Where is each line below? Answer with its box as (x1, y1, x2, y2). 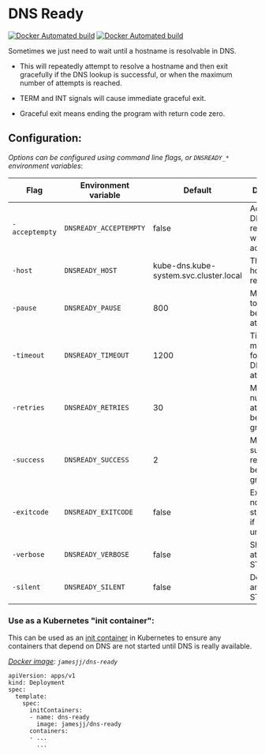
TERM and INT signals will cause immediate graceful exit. (19, 93, 207, 103)
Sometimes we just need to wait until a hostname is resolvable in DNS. (8, 46, 237, 55)
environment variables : (8, 161, 84, 170)
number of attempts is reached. (19, 78, 122, 88)
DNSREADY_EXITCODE (64, 507, 134, 517)
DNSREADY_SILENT (64, 582, 125, 592)
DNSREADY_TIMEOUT (64, 350, 129, 360)
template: (15, 693, 47, 701)
